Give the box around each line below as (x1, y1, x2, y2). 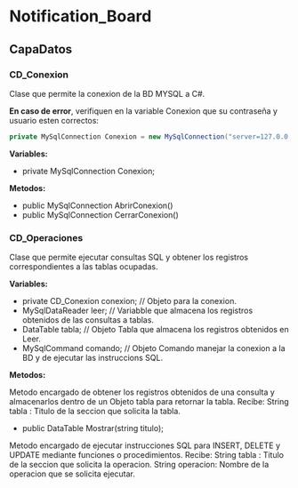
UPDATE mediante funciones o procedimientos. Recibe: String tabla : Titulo (9, 450, 285, 460)
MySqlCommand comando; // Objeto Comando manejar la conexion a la (21, 343, 286, 354)
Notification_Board (9, 6, 152, 27)
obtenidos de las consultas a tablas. (21, 315, 154, 325)
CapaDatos (9, 42, 73, 57)
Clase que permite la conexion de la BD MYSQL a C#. (9, 88, 205, 99)
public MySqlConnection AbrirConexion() (21, 200, 173, 211)
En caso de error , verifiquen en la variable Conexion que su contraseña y (9, 105, 278, 116)
